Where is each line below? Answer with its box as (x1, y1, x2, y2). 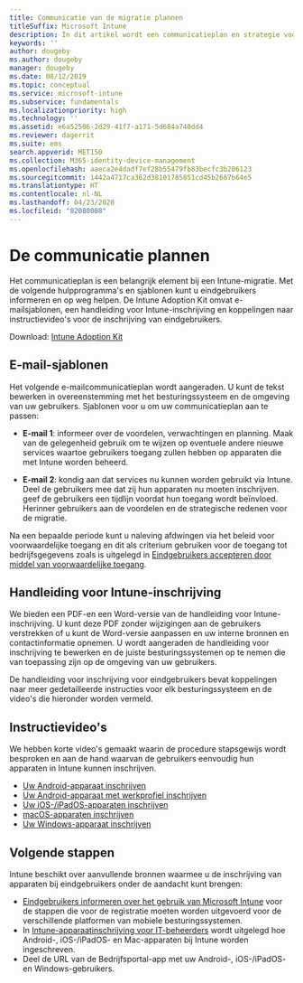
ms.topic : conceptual (9, 80, 91, 89)
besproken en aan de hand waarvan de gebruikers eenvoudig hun (9, 754, 254, 764)
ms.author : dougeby (9, 55, 83, 64)
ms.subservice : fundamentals (9, 97, 119, 107)
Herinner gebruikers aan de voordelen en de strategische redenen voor (22, 502, 288, 513)
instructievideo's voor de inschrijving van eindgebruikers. (9, 314, 223, 324)
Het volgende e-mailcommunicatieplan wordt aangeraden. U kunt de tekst (9, 381, 285, 392)
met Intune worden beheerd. (22, 456, 129, 467)
